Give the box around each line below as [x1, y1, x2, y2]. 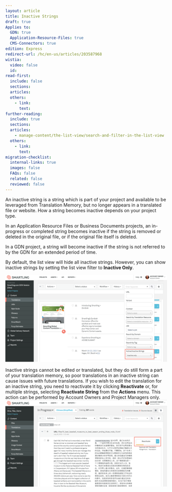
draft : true [5, 19, 31, 24]
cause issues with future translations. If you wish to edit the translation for [5, 377, 162, 384]
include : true [10, 117, 40, 122]
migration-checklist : [5, 155, 52, 160]
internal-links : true [10, 160, 56, 165]
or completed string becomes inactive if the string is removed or [25, 228, 161, 234]
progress [5, 228, 25, 234]
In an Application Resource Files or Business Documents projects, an [5, 222, 151, 229]
